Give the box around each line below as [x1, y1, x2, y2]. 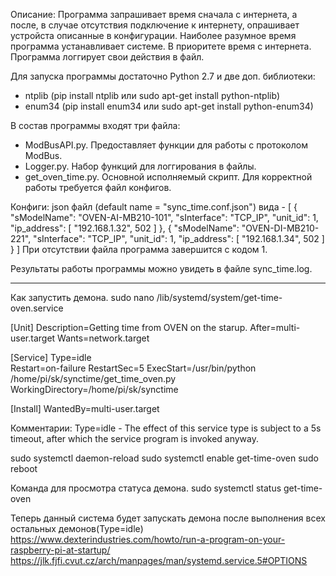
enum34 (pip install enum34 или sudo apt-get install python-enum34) [24, 100, 314, 112]
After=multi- [249, 322, 301, 333]
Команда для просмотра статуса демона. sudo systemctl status [10, 482, 282, 494]
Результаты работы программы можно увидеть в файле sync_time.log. [10, 263, 313, 274]
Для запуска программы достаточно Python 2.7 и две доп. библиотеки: [10, 70, 316, 82]
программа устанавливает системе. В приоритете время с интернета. [10, 40, 312, 52]
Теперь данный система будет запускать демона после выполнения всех [10, 512, 326, 524]
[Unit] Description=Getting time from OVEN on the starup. [10, 322, 248, 333]
